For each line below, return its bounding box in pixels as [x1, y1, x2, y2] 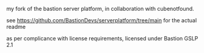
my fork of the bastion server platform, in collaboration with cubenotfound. [6, 5, 194, 12]
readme [6, 23, 26, 30]
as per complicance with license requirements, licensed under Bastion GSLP [6, 35, 199, 42]
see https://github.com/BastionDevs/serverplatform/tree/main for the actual [6, 17, 197, 23]
